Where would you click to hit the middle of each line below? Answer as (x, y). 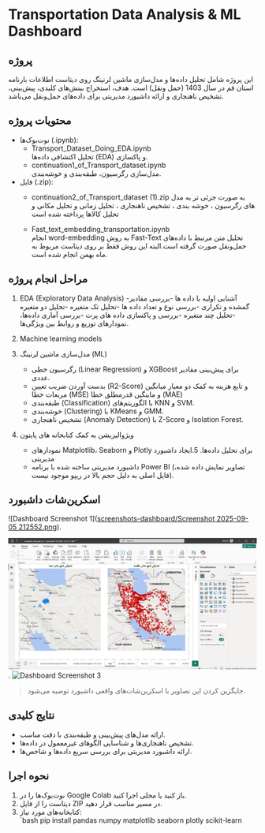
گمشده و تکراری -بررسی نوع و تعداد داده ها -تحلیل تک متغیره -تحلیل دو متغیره (134, 306)
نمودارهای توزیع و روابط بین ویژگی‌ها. (74, 323)
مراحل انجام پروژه (48, 279)
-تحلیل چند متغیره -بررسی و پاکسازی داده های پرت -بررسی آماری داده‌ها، (127, 315)
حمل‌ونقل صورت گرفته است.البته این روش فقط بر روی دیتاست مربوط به (139, 245)
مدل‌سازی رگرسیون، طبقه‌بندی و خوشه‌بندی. (96, 173)
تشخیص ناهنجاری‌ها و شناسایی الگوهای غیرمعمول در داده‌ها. (107, 742)
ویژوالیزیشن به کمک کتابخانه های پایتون (77, 435)
